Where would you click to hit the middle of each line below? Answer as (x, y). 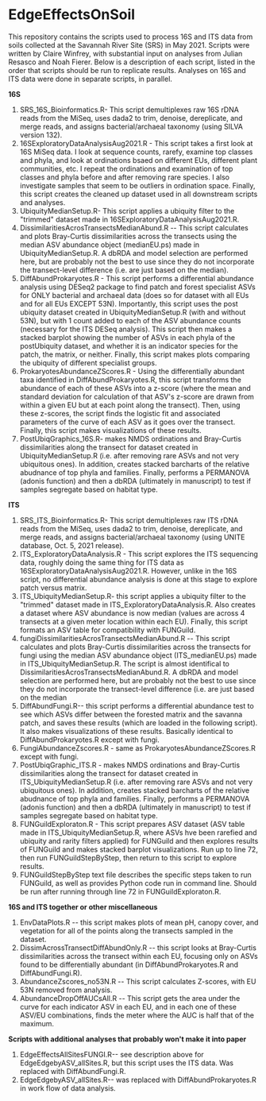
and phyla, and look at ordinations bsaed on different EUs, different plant (139, 160)
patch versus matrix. (53, 587)
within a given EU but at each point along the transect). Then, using (130, 405)
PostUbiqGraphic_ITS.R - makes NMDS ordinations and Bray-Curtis (130, 765)
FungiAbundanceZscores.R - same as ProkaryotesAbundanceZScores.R (137, 748)
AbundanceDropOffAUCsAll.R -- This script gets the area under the (130, 998)
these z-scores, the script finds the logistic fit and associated (120, 413)
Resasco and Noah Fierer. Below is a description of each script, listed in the (132, 62)
